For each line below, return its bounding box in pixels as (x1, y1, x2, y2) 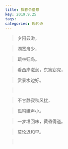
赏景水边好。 (17, 77, 44, 83)
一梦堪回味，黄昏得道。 (17, 118, 66, 124)
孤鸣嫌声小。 (17, 108, 44, 114)
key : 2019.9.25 (5, 12, 37, 17)
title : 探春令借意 (5, 7, 40, 12)
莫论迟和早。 (17, 129, 44, 135)
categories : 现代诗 (5, 21, 43, 26)
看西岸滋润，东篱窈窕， (17, 67, 66, 73)
